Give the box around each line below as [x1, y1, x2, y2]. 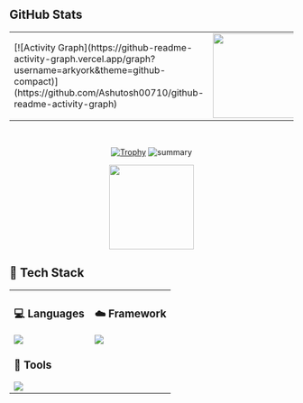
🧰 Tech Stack [9, 265, 85, 280]
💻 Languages [14, 307, 86, 321]
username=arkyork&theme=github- [14, 63, 167, 76]
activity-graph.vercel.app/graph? [14, 52, 156, 65]
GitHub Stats [9, 7, 83, 23]
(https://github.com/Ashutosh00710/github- [14, 86, 205, 98]
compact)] [14, 75, 59, 87]
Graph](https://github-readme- [58, 41, 193, 53]
